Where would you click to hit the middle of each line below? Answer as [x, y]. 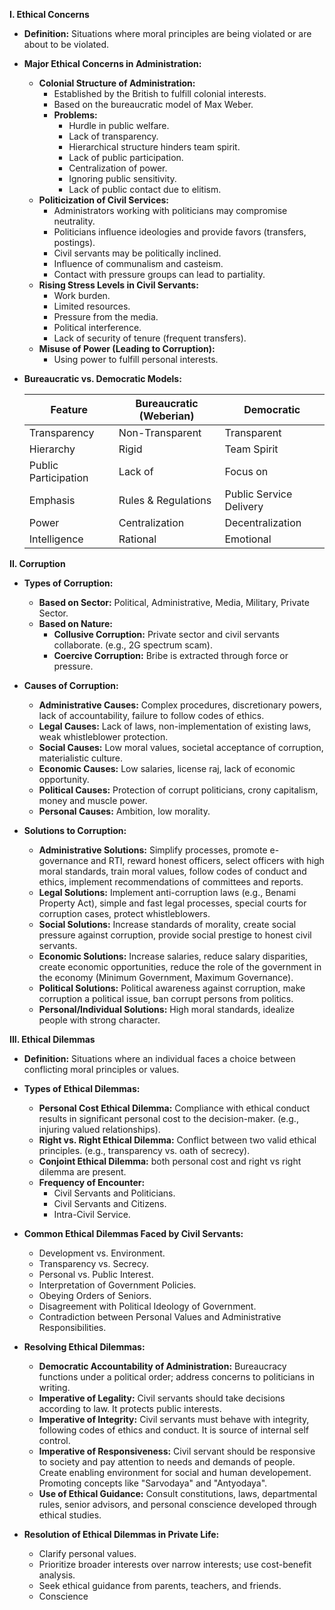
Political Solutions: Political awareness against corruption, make [172, 988]
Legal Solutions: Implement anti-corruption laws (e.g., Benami [167, 892]
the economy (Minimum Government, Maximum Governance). [166, 977]
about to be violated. [66, 44]
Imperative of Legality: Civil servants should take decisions [162, 1398]
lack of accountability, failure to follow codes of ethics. [151, 715]
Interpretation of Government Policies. [117, 1285]
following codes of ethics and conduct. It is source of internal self [173, 1430]
